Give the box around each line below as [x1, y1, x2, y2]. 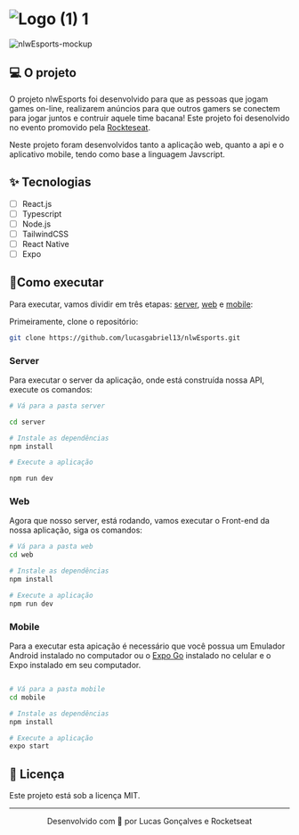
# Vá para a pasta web [9, 542, 93, 551]
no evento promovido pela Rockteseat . [9, 121, 151, 133]
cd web [9, 550, 34, 559]
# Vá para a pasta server [9, 401, 105, 410]
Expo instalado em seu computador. [9, 660, 141, 671]
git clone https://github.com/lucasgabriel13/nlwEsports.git [9, 333, 241, 343]
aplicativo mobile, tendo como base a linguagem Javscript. [9, 148, 225, 160]
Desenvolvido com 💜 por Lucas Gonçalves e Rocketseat [47, 816, 252, 827]
